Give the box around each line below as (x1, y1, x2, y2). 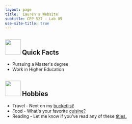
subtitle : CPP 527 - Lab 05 (5, 16, 63, 21)
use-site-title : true (5, 21, 50, 26)
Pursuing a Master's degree (12, 61, 69, 67)
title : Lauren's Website (5, 12, 58, 17)
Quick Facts (22, 48, 59, 56)
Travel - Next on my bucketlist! (12, 102, 75, 108)
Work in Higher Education (12, 67, 64, 73)
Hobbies (22, 90, 48, 98)
